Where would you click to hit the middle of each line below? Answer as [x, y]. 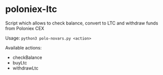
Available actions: [23, 47]
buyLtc [20, 62]
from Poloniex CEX [25, 28]
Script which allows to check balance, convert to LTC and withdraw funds [82, 23]
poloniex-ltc [31, 9]
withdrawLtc [25, 68]
